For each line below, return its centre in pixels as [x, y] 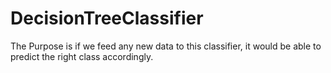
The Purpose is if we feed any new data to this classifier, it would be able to [166, 46]
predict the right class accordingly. [82, 56]
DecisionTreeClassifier [107, 18]
